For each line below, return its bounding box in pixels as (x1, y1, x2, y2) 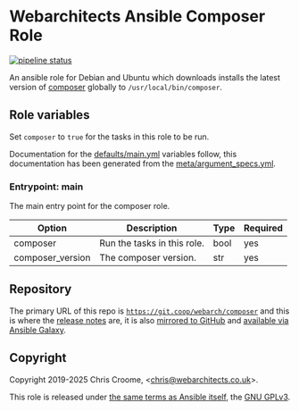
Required (244, 222, 284, 234)
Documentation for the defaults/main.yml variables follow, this (9, 148, 237, 159)
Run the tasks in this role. (99, 237, 205, 249)
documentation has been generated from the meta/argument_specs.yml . (9, 158, 277, 169)
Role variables (9, 107, 90, 122)
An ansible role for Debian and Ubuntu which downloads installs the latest (9, 71, 281, 82)
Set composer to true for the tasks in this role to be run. (9, 131, 210, 142)
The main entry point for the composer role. (9, 201, 170, 212)
